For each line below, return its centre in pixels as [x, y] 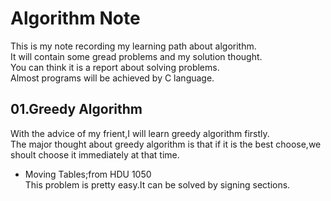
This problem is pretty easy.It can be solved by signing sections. [157, 184]
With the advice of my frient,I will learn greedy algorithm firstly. [140, 133]
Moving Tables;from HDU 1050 [88, 174]
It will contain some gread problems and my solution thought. [136, 56]
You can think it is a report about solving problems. [115, 67]
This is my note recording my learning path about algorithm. [133, 46]
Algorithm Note [75, 18]
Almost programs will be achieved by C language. [112, 78]
